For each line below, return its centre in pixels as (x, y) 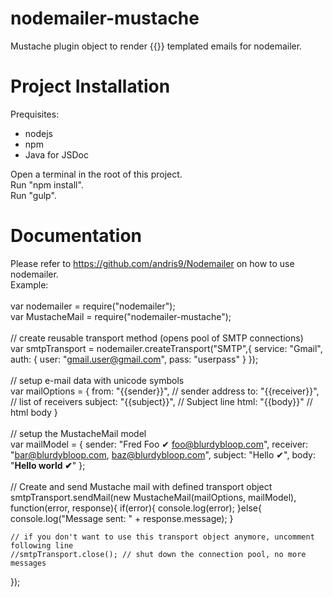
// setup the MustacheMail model (78, 433)
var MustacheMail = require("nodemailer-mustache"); (121, 316)
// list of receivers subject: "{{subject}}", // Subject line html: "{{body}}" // (161, 401)
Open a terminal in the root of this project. (96, 174)
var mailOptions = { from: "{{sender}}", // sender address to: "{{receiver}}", (165, 391)
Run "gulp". (33, 195)
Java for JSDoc (56, 154)
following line (42, 545)
